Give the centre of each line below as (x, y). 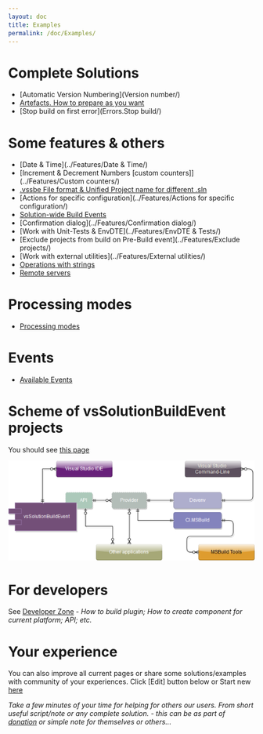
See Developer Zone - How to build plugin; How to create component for (125, 612)
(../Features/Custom (52, 181)
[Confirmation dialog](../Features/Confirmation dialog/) (108, 223)
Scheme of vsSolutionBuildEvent (117, 411)
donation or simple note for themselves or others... (90, 722)
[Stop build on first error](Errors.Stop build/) (90, 111)
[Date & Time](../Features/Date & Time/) (84, 165)
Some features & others (86, 143)
